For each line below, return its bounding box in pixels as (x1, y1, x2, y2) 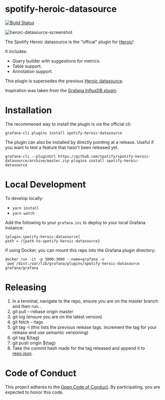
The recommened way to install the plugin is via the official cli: (5, 121, 132, 127)
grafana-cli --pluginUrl (5, 154, 56, 159)
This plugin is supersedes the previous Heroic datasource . (5, 78, 124, 84)
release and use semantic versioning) (12, 329, 89, 335)
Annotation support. (12, 68, 53, 74)
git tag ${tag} (12, 334, 40, 340)
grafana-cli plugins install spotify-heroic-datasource (5, 131, 122, 135)
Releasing (5, 282, 47, 293)
